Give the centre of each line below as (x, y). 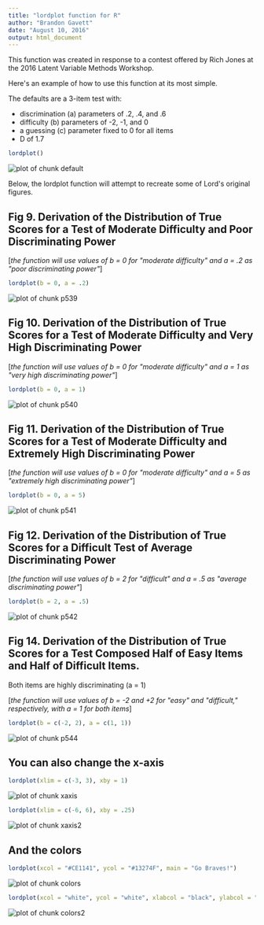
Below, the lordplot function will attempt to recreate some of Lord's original (129, 184)
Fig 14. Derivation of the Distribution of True (117, 641)
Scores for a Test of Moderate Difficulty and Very (131, 335)
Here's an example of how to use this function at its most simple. (113, 83)
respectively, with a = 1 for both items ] (70, 709)
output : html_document (45, 37)
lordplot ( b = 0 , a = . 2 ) (49, 283)
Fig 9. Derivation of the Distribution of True (115, 217)
